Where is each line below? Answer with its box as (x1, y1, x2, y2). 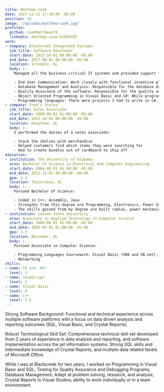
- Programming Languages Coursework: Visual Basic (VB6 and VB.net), (14, 252, 159, 257)
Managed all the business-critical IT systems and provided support (14, 71, 156, 76)
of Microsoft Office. (5, 352, 45, 358)
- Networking (14, 257, 41, 262)
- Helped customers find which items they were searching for (14, 143, 143, 148)
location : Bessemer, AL (9, 234, 58, 239)
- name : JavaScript (5, 275, 45, 280)
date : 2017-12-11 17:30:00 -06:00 (5, 12, 76, 17)
